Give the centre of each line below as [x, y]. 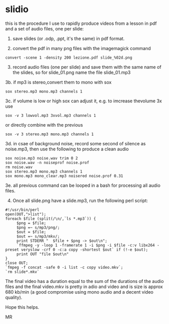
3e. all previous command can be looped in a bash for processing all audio [83, 185]
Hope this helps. [22, 307]
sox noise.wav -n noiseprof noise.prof [47, 163]
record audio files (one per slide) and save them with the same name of [87, 67]
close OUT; [17, 263]
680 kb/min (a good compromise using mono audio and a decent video [79, 292]
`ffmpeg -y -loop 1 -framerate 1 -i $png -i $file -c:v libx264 [86, 245]
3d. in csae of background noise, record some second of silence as [75, 143]
